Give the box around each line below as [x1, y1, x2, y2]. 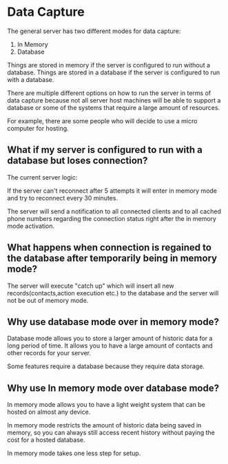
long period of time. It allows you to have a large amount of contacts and [7, 341, 214, 350]
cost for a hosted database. [7, 436, 85, 444]
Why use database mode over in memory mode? [7, 316, 219, 328]
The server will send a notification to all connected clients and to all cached [7, 207, 222, 215]
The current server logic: [7, 173, 78, 181]
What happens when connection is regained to [7, 242, 212, 253]
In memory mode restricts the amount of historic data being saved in [7, 421, 202, 430]
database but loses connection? [7, 155, 148, 167]
